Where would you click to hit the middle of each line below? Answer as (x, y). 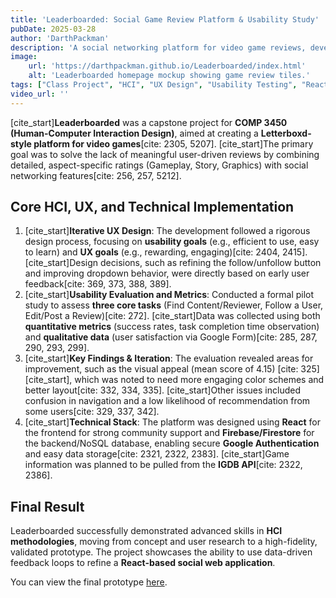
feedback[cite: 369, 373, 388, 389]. (98, 284)
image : (24, 57)
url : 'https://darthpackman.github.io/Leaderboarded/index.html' (167, 66)
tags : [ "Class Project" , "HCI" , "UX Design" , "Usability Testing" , (154, 85)
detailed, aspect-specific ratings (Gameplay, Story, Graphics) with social (159, 165)
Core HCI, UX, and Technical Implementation (152, 207)
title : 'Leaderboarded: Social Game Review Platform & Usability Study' (165, 19)
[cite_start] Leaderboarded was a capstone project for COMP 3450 (149, 122)
